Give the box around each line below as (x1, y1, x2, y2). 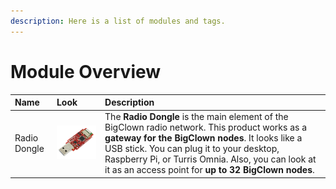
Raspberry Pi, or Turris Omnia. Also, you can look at (104, 153, 317, 165)
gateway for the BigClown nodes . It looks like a (104, 132, 303, 144)
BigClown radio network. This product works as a (104, 121, 308, 134)
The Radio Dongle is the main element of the (104, 111, 289, 123)
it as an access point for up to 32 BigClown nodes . (104, 164, 315, 176)
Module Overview (10, 60, 162, 83)
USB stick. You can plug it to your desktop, (104, 143, 280, 155)
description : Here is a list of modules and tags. (10, 16, 226, 26)
